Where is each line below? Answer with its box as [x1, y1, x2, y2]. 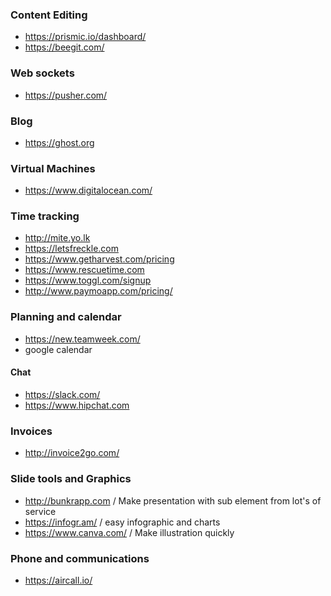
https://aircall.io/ [24, 574, 93, 586]
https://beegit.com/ [24, 41, 105, 53]
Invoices [10, 424, 53, 438]
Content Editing [10, 8, 88, 22]
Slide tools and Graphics [10, 472, 132, 486]
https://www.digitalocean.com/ [24, 184, 153, 197]
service [24, 505, 57, 517]
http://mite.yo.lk [24, 232, 91, 244]
